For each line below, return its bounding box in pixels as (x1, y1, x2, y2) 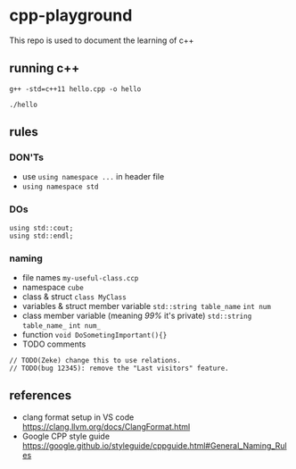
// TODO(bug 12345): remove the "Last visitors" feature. (9, 364, 229, 373)
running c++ (9, 61, 80, 76)
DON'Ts (9, 151, 45, 163)
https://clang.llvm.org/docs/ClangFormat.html (21, 421, 191, 431)
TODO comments (21, 339, 86, 349)
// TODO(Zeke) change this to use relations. (9, 356, 181, 365)
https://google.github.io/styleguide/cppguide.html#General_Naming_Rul (21, 440, 287, 451)
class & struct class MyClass (21, 291, 127, 302)
